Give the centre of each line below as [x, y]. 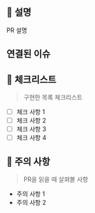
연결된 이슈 [29, 54]
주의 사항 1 [31, 194]
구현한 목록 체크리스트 [53, 98]
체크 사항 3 [31, 129]
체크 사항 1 [31, 112]
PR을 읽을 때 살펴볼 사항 [56, 179]
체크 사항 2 [31, 121]
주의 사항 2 [31, 203]
